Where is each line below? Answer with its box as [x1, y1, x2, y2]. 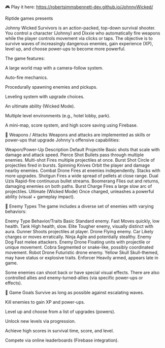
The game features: [5, 56, 45, 61]
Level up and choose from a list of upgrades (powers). [5, 309, 116, 314]
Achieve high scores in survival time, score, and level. [5, 328, 114, 334]
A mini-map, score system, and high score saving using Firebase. [5, 122, 138, 128]
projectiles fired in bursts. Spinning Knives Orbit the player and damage [5, 162, 150, 168]
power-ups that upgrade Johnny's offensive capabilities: [5, 137, 120, 143]
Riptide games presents [5, 15, 53, 21]
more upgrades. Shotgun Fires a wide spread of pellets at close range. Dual [5, 173, 159, 178]
